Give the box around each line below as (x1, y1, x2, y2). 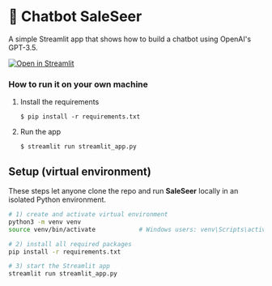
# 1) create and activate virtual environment (8, 211, 168, 219)
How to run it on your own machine (8, 79, 148, 90)
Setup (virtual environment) (8, 164, 151, 178)
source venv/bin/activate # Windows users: (8, 225, 198, 233)
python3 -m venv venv (8, 218, 82, 226)
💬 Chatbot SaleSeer (8, 7, 142, 26)
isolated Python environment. (8, 194, 107, 205)
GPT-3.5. (8, 42, 38, 52)
